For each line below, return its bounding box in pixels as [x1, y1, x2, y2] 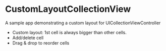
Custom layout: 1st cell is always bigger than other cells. [12, 29, 127, 35]
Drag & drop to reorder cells [12, 40, 69, 46]
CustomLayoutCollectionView [5, 3, 131, 15]
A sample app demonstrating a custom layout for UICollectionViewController [5, 20, 161, 26]
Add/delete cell [12, 35, 44, 41]
